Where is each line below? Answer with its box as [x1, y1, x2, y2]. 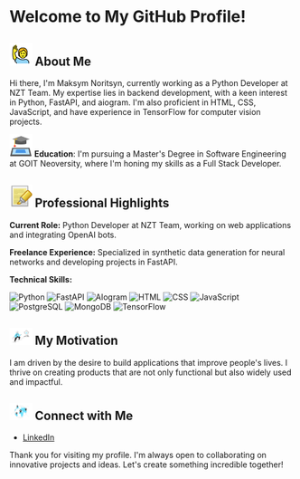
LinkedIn [22, 432, 55, 443]
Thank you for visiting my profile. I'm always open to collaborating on [9, 450, 267, 461]
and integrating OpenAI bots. [9, 229, 117, 240]
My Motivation [34, 333, 119, 349]
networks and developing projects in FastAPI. [9, 256, 178, 267]
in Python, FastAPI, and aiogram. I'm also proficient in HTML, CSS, [9, 97, 257, 108]
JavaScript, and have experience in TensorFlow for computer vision [9, 107, 261, 117]
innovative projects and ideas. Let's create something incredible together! [9, 459, 284, 470]
